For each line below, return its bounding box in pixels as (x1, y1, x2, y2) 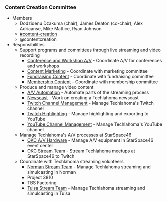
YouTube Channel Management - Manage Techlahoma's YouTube (27, 121, 162, 127)
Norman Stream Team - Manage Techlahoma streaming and (27, 164, 151, 170)
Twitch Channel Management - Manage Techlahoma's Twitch (27, 100, 154, 106)
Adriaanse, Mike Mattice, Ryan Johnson (19, 26, 102, 32)
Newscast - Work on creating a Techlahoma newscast (27, 95, 139, 101)
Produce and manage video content (19, 84, 94, 90)
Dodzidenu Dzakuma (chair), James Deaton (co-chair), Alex (19, 20, 143, 26)
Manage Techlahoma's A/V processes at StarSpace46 (19, 132, 132, 138)
